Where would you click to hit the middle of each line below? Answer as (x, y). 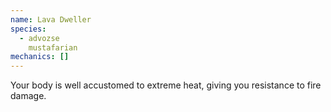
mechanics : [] (40, 57)
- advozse (39, 38)
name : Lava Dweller (51, 19)
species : (28, 29)
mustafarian (53, 47)
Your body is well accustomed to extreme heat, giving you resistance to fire (166, 85)
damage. (28, 96)
